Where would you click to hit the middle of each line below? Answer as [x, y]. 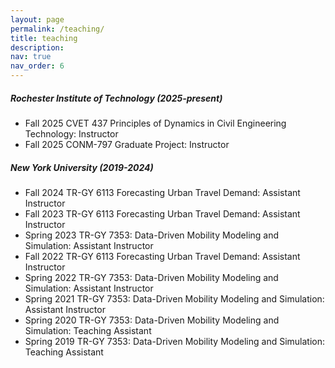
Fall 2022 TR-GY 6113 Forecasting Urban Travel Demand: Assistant [162, 256]
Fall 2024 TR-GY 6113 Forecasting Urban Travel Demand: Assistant [162, 192]
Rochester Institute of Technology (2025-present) [116, 98]
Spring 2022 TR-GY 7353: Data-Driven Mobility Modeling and [151, 277]
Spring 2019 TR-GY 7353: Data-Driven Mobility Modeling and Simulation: [175, 341]
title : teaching [44, 38]
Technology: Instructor [71, 133]
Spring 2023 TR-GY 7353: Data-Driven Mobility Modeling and [152, 235]
